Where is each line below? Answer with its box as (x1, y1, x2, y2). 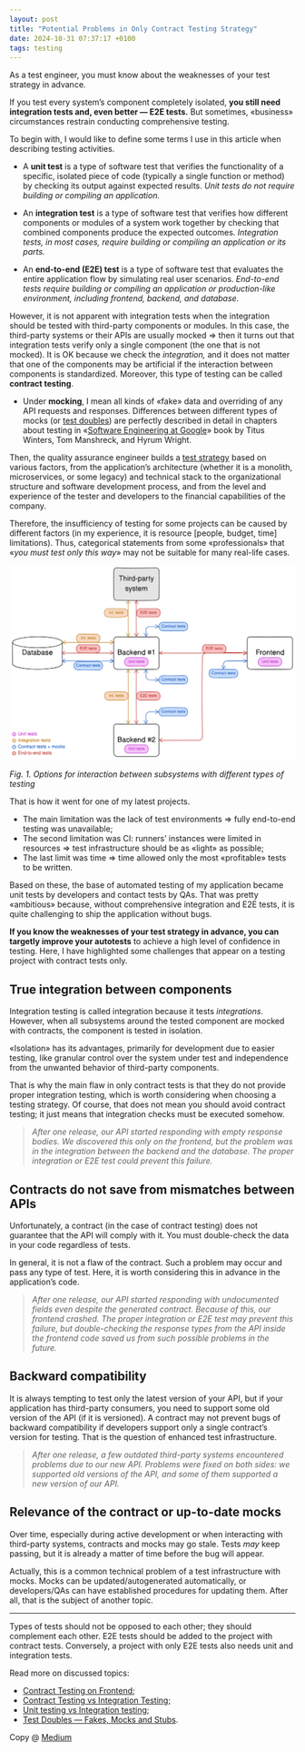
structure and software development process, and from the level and (9, 481, 267, 492)
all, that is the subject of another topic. (9, 1595, 153, 1606)
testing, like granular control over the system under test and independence (9, 1052, 289, 1063)
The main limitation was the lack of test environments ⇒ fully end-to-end (22, 814, 296, 825)
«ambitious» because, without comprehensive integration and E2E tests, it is (9, 899, 295, 910)
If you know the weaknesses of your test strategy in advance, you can (9, 926, 280, 937)
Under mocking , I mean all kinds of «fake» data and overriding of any (22, 396, 283, 407)
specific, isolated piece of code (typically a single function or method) (22, 171, 285, 182)
